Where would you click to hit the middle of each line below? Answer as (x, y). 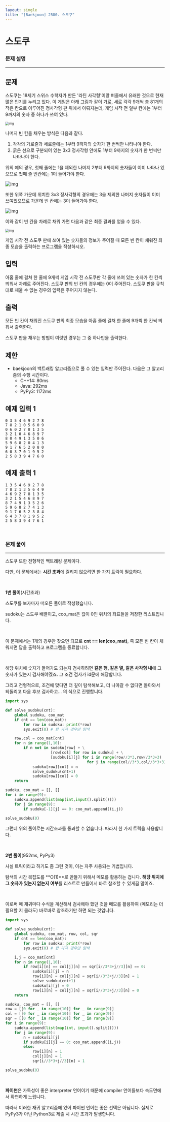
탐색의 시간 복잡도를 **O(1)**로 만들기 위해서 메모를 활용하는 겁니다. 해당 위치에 (84, 877)
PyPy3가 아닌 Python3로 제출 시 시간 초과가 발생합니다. (60, 1114)
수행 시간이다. (36, 375)
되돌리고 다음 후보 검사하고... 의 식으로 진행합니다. (54, 692)
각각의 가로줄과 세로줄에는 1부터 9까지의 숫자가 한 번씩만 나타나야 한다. (82, 144)
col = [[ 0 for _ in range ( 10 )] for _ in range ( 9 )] (60, 1014)
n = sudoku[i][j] (41, 1037)
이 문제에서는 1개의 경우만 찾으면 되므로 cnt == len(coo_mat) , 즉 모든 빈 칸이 (82, 641)
